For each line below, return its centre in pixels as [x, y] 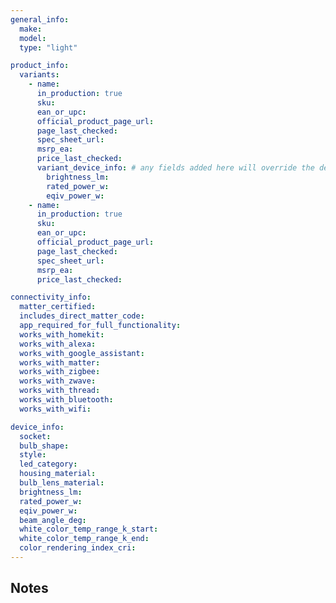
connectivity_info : [51, 297]
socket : [35, 436]
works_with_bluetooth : [66, 400]
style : [33, 455]
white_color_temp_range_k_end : [84, 539]
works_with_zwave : [58, 381]
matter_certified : [58, 307]
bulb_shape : [44, 446]
